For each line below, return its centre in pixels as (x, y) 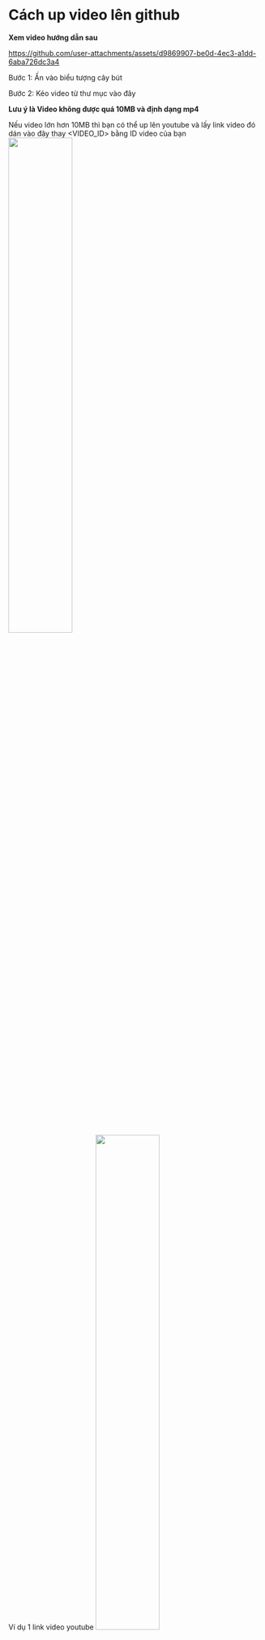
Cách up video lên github (94, 15)
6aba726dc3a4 (34, 62)
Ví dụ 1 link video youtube (51, 1627)
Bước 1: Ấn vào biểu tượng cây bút (66, 77)
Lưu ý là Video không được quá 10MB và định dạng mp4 (104, 109)
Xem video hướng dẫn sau (53, 37)
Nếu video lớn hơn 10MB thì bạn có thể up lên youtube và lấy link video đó (132, 124)
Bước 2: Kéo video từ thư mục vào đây (72, 93)
